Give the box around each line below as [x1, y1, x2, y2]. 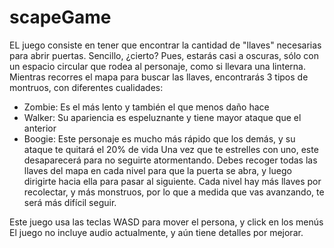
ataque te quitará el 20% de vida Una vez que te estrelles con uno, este [23, 143, 319, 155]
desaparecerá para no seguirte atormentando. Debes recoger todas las [23, 154, 318, 166]
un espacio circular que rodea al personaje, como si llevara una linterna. [9, 60, 306, 72]
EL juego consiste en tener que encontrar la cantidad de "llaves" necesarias [9, 39, 322, 51]
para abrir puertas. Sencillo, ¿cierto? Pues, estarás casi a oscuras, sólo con [9, 49, 320, 61]
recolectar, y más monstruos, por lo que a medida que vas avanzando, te [23, 186, 325, 198]
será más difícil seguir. [23, 196, 117, 208]
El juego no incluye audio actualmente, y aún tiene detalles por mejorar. [9, 226, 304, 238]
